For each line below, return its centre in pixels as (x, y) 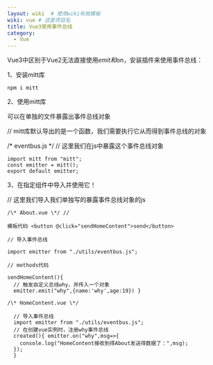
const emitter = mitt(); (43, 165)
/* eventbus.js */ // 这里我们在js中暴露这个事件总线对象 (86, 146)
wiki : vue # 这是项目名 (39, 20)
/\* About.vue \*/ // (39, 213)
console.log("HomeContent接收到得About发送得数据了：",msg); (104, 343)
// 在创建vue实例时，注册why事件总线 (61, 330)
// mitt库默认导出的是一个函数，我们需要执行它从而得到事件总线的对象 (107, 131)
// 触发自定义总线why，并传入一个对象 (61, 285)
